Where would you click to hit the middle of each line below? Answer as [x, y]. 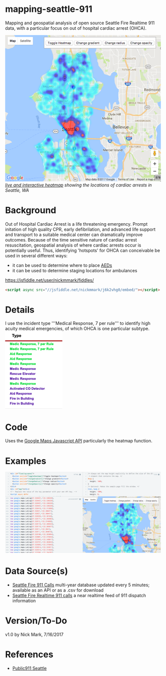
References [29, 654]
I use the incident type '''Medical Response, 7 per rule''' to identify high [78, 323]
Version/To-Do [36, 621]
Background [31, 210]
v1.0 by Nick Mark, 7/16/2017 [34, 635]
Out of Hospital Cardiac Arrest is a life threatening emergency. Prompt [76, 224]
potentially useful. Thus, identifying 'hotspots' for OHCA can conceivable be [83, 250]
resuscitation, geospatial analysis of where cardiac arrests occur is [73, 245]
